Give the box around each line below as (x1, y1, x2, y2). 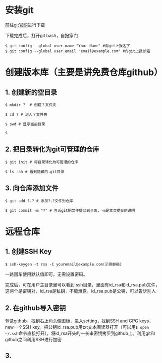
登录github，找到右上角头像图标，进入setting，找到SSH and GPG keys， (5, 318, 154, 324)
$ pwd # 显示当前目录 (5, 121, 46, 127)
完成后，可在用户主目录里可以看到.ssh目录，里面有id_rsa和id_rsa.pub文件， (5, 281, 160, 287)
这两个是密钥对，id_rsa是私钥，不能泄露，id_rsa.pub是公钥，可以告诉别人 (5, 288, 156, 294)
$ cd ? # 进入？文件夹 (5, 112, 48, 117)
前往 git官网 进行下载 (5, 22, 46, 28)
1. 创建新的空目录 (5, 88, 57, 96)
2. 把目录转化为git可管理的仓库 (5, 145, 100, 154)
